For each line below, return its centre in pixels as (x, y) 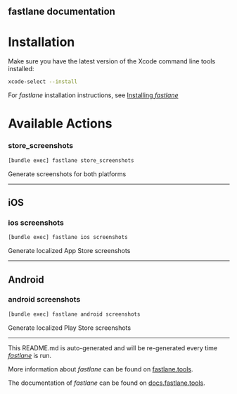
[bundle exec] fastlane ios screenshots (68, 238)
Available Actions (60, 124)
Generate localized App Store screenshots (69, 251)
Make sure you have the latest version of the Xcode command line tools (112, 61)
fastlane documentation (62, 12)
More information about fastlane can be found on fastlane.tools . (101, 369)
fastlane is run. (30, 355)
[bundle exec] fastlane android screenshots (74, 314)
